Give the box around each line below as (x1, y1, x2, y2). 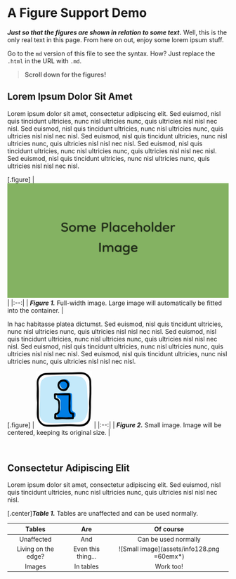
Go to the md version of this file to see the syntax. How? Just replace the (7, 49, 216, 58)
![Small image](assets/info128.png (118, 545, 220, 553)
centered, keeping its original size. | (7, 428, 111, 436)
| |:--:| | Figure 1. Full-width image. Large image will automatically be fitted (7, 299, 223, 307)
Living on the (16, 545, 55, 553)
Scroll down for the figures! (24, 70, 107, 79)
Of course (154, 525, 185, 533)
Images (24, 562, 46, 571)
